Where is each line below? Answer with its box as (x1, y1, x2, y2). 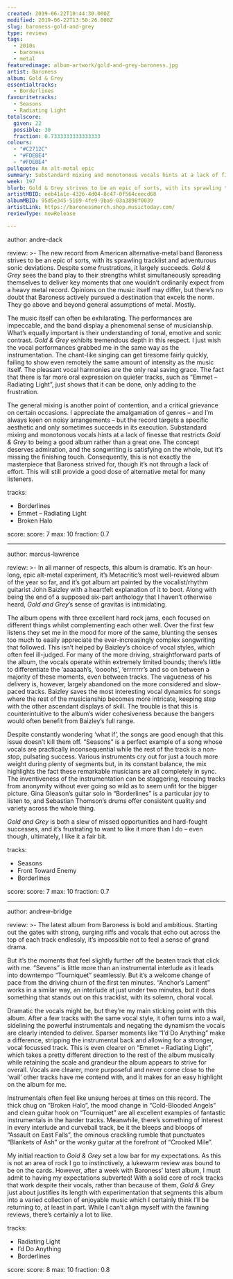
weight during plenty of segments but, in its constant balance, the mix (7, 759, 207, 768)
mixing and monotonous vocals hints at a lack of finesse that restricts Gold (7, 430, 221, 439)
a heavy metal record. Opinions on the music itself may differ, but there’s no (7, 285, 223, 294)
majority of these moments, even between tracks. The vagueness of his (7, 672, 213, 681)
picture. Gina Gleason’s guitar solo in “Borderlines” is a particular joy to (7, 789, 209, 797)
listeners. (7, 475, 33, 483)
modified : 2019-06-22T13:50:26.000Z (7, 17, 113, 24)
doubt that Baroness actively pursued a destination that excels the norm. (7, 293, 215, 301)
